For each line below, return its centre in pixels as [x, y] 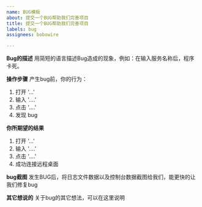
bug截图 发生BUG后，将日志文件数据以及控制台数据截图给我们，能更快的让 [101, 177]
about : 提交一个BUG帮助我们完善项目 [47, 18]
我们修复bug [22, 185]
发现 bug [26, 115]
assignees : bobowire [33, 35]
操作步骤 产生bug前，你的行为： [47, 79]
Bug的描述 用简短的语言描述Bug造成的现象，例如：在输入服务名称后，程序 [100, 58]
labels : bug [21, 29]
